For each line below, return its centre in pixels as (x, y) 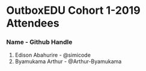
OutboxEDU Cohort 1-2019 (73, 11)
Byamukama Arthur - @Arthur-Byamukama (68, 61)
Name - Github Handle (39, 42)
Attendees (33, 23)
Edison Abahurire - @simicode (53, 55)
